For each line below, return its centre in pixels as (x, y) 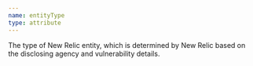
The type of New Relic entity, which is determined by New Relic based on (127, 45)
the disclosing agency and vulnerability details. (84, 53)
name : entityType (37, 15)
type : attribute (35, 23)
